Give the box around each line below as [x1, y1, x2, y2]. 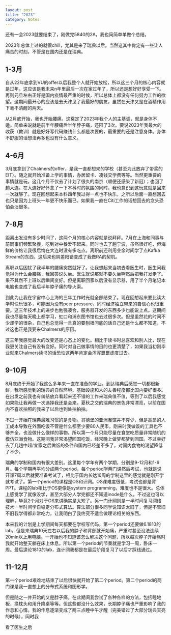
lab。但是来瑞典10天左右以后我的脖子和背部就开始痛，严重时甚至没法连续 [5, 527, 159, 533]
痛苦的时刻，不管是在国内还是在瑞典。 [5, 49, 85, 55]
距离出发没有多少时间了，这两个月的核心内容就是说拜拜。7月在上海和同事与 [5, 235, 164, 241]
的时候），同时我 [5, 614, 39, 620]
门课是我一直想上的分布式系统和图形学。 [5, 584, 90, 590]
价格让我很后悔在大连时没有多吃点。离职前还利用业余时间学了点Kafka [14, 247, 160, 253]
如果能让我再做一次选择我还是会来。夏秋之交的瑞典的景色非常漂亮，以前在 [5, 399, 161, 406]
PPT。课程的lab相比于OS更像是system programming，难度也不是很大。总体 [5, 484, 165, 491]
